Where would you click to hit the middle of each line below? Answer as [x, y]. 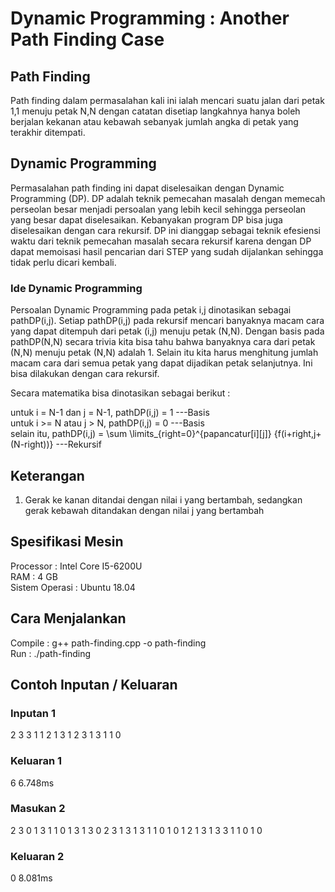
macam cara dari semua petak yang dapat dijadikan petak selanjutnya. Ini [161, 363]
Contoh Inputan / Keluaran [94, 684]
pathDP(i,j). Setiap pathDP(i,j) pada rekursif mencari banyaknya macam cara [167, 321]
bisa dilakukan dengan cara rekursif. [85, 374]
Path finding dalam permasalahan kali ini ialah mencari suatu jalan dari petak [167, 100]
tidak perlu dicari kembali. [63, 262]
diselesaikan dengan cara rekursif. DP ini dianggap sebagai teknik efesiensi [165, 230]
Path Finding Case [87, 39]
